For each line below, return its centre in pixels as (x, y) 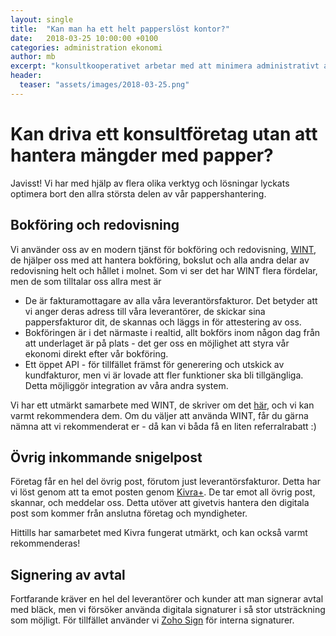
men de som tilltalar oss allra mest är (86, 281)
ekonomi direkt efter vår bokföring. (96, 353)
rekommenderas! (45, 543)
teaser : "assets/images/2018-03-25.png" (104, 85)
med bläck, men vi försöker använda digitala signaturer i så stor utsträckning (168, 610)
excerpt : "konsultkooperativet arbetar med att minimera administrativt (165, 66)
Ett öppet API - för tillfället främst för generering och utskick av (154, 364)
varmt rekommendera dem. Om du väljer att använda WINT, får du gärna (159, 415)
